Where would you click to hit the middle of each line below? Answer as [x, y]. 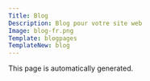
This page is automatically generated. [71, 68]
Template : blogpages [43, 38]
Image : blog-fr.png [41, 30]
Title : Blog [28, 16]
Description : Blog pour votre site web [75, 23]
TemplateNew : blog [39, 46]
